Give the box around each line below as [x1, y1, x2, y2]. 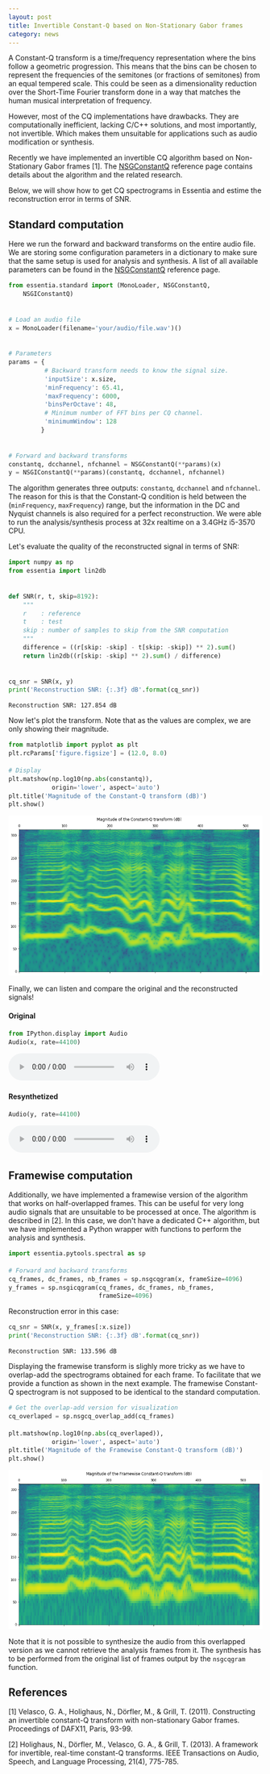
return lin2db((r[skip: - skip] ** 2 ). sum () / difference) [23, 652, 222, 660]
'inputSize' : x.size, [44, 375, 117, 383]
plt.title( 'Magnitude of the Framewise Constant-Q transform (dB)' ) [8, 1446, 243, 1455]
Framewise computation [8, 1168, 133, 1182]
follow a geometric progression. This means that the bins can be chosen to [8, 61, 257, 72]
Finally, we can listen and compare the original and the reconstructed [8, 984, 239, 994]
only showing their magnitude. [8, 724, 110, 734]
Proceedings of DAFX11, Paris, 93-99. [8, 1724, 133, 1734]
